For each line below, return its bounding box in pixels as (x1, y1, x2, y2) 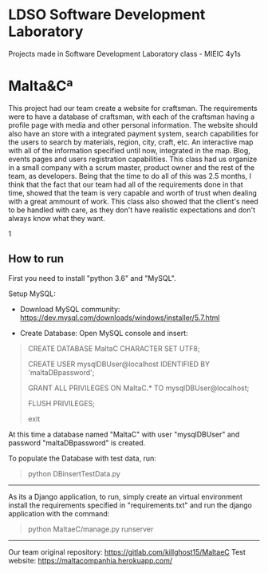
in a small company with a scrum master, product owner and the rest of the (8, 162, 255, 172)
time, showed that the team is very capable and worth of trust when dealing (8, 188, 258, 197)
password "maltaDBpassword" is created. (8, 437, 146, 448)
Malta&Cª (8, 77, 73, 95)
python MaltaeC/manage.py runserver (27, 524, 154, 534)
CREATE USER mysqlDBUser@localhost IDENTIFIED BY (27, 359, 210, 369)
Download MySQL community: (19, 304, 120, 314)
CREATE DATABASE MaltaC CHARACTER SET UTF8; (27, 343, 200, 353)
